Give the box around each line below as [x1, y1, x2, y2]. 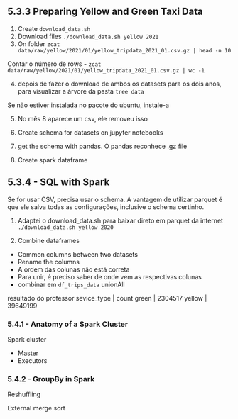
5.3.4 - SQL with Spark [7, 177, 110, 189]
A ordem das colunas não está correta [17, 265, 130, 274]
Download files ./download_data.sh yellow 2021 [17, 32, 159, 40]
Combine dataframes [17, 236, 80, 245]
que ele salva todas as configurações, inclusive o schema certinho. [7, 202, 205, 211]
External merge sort [7, 404, 65, 413]
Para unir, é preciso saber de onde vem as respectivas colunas [17, 272, 202, 281]
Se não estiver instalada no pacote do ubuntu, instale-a [7, 101, 169, 109]
